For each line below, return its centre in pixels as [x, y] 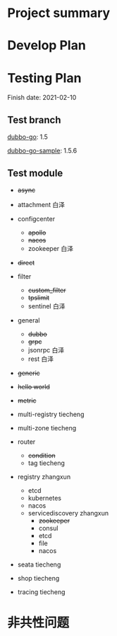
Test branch [34, 119]
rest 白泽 [41, 359]
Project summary [59, 13]
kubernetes [45, 498]
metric [27, 400]
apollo [37, 233]
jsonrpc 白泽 [46, 350]
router [26, 442]
